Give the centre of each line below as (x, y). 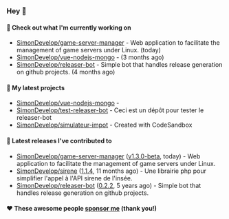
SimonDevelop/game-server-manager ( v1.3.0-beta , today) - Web (108, 156)
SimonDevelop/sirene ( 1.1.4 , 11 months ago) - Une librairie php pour (111, 171)
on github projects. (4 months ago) (66, 72)
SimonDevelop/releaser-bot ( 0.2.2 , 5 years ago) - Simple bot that (109, 185)
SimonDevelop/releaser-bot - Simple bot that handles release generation (119, 65)
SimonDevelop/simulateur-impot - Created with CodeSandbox (104, 125)
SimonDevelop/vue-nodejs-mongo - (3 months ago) (90, 57)
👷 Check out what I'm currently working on (69, 28)
